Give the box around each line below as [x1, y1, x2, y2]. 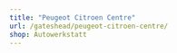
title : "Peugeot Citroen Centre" [9, 13, 136, 22]
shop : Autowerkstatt [9, 30, 88, 39]
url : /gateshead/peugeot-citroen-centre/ [9, 22, 169, 31]
